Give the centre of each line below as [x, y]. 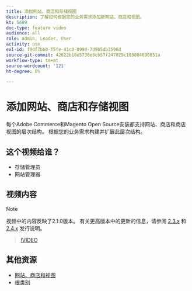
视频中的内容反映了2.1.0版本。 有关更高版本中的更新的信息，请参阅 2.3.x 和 [96, 221]
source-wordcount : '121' [36, 66]
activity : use [23, 44]
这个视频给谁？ [33, 152]
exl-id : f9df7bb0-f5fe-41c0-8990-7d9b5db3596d [64, 50]
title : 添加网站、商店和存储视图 [41, 11]
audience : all [23, 33]
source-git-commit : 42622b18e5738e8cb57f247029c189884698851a [83, 55]
